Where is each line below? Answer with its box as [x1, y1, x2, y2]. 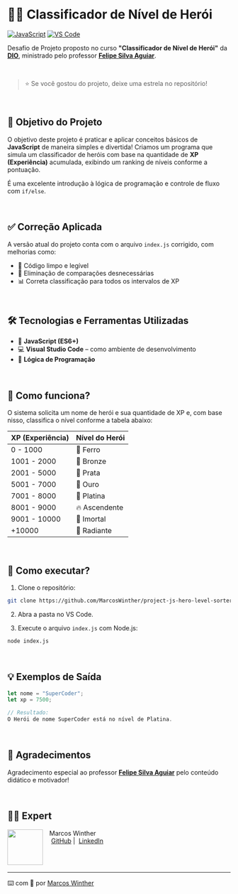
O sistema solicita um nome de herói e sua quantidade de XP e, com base [7, 409, 222, 417]
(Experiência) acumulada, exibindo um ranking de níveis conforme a [7, 158, 208, 166]
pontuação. [7, 165, 41, 173]
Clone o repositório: [17, 583, 76, 592]
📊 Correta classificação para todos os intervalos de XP [17, 276, 180, 285]
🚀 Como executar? [7, 564, 91, 576]
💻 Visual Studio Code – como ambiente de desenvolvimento [17, 345, 196, 354]
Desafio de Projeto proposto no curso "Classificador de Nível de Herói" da [7, 43, 228, 52]
